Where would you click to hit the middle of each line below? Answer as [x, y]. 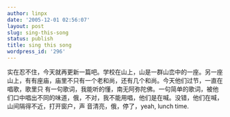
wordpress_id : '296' [37, 52]
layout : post [26, 26]
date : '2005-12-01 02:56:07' [49, 20]
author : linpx [27, 13]
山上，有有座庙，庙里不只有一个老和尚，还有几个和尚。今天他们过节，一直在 [115, 80]
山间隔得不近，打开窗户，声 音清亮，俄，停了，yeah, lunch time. [98, 106]
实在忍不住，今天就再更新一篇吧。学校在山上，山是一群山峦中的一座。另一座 [115, 72]
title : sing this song [39, 45]
